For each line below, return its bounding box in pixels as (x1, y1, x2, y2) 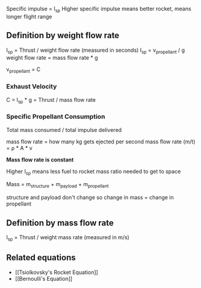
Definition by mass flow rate (6, 218, 114, 228)
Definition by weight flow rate (6, 30, 120, 41)
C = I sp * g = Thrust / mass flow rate (6, 96, 96, 105)
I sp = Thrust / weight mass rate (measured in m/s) (6, 234, 129, 242)
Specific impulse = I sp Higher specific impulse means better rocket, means (6, 5, 191, 14)
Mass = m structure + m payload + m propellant (6, 181, 110, 189)
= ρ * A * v (6, 144, 33, 151)
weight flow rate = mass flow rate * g (6, 54, 98, 61)
